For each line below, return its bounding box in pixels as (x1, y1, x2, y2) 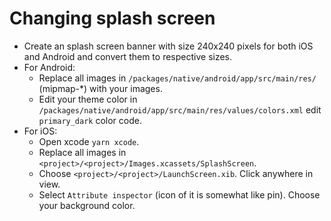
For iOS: (23, 125, 58, 137)
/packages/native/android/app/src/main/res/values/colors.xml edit (38, 103, 322, 116)
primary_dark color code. (38, 114, 142, 126)
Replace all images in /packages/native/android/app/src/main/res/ (38, 72, 317, 84)
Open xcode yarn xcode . (38, 135, 140, 147)
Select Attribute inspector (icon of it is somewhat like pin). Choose (38, 188, 321, 201)
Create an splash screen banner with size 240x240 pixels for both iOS (23, 40, 314, 52)
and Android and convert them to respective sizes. (23, 50, 233, 62)
